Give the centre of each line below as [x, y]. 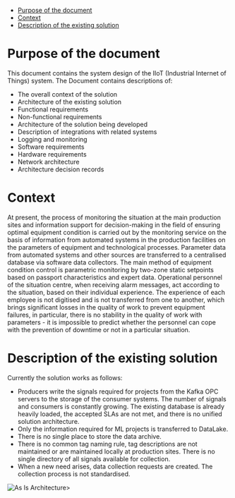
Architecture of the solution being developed [83, 124]
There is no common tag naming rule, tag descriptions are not [107, 444]
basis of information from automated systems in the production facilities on [116, 240]
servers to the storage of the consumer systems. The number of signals [122, 399]
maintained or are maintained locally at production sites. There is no [116, 451]
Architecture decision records [61, 169]
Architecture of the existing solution [70, 102]
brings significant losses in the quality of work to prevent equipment [106, 307]
